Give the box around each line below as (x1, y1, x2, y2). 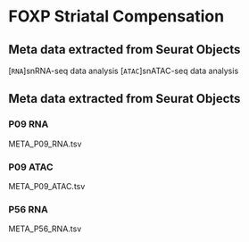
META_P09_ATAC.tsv (8, 180, 86, 191)
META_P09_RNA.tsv (8, 138, 82, 149)
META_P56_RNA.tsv (8, 223, 82, 234)
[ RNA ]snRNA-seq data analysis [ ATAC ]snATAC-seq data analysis (8, 65, 239, 76)
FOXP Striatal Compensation (8, 6, 225, 27)
